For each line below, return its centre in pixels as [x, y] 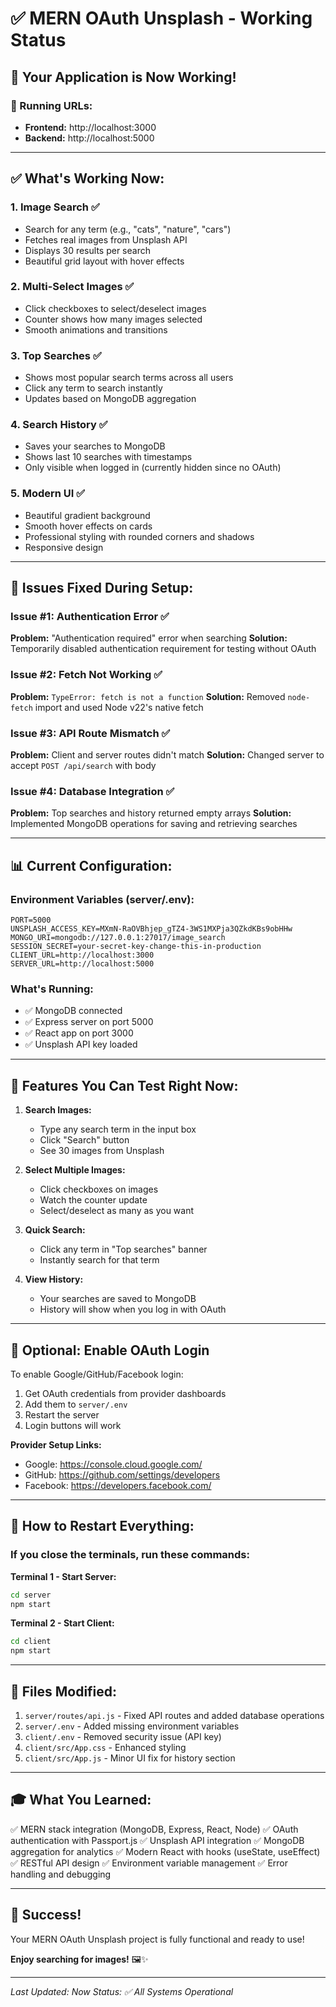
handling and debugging [61, 1874]
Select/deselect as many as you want [117, 1211]
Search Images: [58, 1110]
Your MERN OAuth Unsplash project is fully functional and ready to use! [157, 1939]
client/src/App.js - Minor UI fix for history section [130, 1758]
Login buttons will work [73, 1425]
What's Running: [52, 989]
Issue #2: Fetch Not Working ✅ [86, 675]
